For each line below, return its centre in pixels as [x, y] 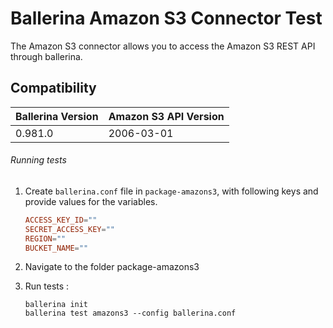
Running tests [38, 160]
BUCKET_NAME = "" [56, 248]
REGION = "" [45, 238]
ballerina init [56, 305]
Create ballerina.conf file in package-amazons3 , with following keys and [171, 191]
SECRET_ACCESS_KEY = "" [69, 229]
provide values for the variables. [91, 201]
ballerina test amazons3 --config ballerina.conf [130, 313]
